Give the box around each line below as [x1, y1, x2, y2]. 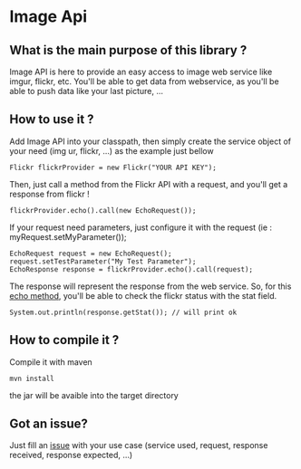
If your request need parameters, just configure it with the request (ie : [9, 222, 273, 233]
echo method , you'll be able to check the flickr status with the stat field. [9, 290, 277, 301]
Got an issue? [9, 416, 89, 432]
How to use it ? [9, 111, 94, 128]
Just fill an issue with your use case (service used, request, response [9, 440, 268, 451]
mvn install [9, 374, 54, 383]
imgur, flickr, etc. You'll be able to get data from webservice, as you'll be [9, 76, 279, 87]
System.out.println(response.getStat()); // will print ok [9, 308, 238, 317]
